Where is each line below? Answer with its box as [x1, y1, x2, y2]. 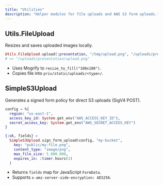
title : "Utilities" [5, 7, 45, 12]
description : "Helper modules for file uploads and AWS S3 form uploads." [5, 12, 160, 17]
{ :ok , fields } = [5, 134, 38, 138]
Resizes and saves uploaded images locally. [5, 42, 93, 49]
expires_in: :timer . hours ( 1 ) [14, 156, 73, 161]
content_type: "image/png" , [14, 147, 70, 152]
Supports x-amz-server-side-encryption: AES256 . [12, 174, 112, 180]
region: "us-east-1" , [9, 111, 53, 116]
